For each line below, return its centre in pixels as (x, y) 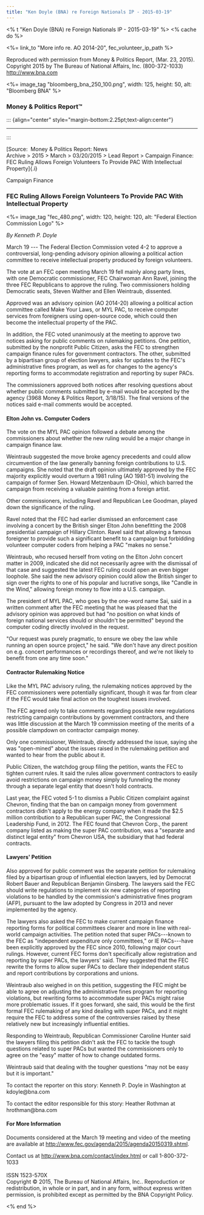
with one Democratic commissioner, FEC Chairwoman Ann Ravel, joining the (101, 279)
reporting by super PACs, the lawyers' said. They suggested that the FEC (97, 960)
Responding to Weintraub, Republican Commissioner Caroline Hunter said (99, 1035)
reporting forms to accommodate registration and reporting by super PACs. (100, 373)
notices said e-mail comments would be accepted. (70, 404)
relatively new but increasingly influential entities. (68, 1024)
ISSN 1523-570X (27, 1175)
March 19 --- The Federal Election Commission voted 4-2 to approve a (94, 247)
